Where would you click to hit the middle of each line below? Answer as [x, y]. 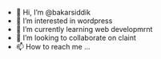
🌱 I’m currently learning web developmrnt [84, 29]
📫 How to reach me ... [53, 47]
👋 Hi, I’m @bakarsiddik [53, 12]
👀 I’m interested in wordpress [64, 21]
